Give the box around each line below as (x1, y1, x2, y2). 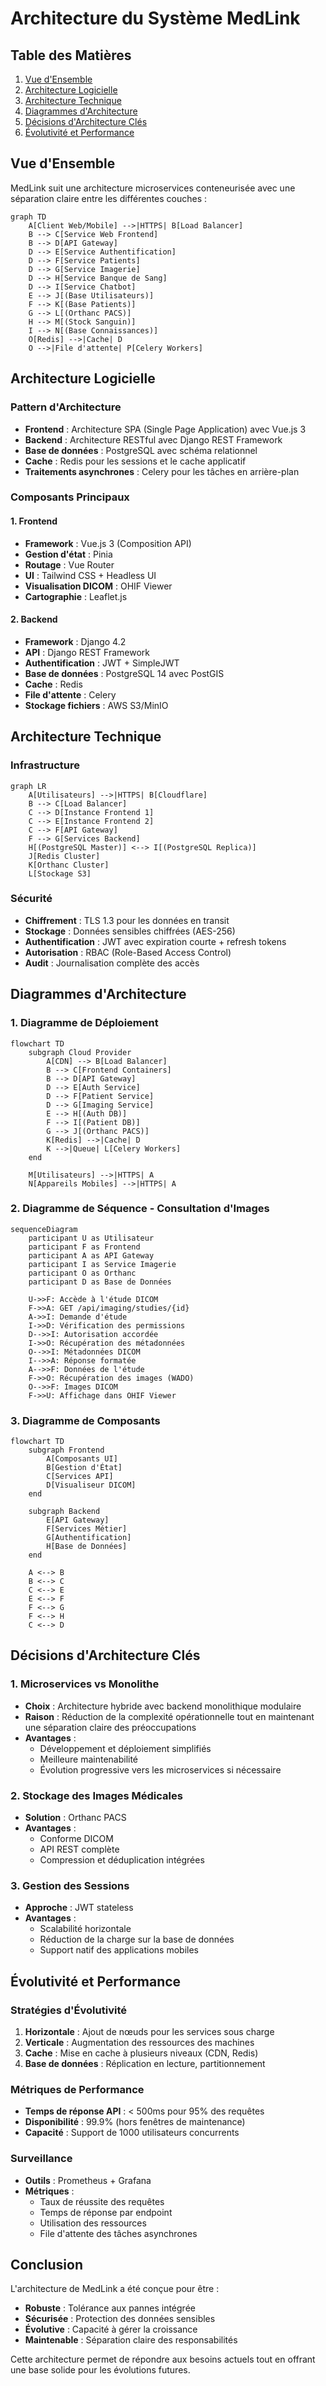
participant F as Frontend (28, 1242, 141, 1252)
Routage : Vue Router (24, 558, 115, 571)
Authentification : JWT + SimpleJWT (24, 657, 180, 669)
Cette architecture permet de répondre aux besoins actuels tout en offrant (10, 2353, 316, 2366)
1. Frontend (10, 515, 58, 527)
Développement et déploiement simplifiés (39, 1742, 212, 1754)
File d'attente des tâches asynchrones (39, 2227, 198, 2239)
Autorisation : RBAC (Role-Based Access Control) (24, 946, 232, 958)
